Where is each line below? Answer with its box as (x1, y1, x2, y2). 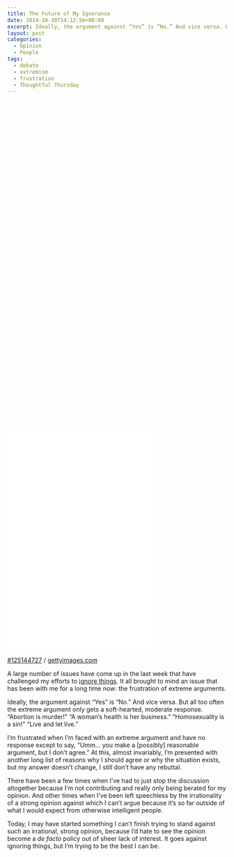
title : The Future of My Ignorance (7, 10, 111, 17)
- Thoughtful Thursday (13, 81, 79, 88)
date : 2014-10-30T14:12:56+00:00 (7, 17, 104, 24)
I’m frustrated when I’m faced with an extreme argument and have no (7, 734, 205, 742)
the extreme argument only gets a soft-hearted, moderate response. (7, 705, 203, 714)
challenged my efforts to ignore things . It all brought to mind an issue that (7, 677, 218, 686)
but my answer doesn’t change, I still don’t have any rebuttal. (7, 763, 182, 771)
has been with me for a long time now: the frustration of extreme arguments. (7, 684, 226, 693)
